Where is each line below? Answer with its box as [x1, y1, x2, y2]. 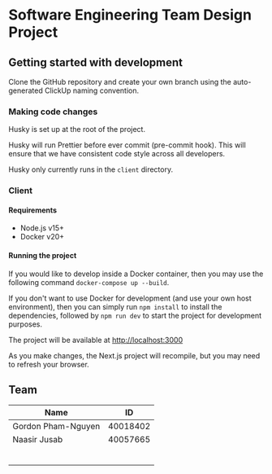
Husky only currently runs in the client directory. [8, 165, 173, 174]
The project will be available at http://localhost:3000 [8, 335, 183, 345]
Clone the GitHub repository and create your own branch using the [8, 77, 231, 86]
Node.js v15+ [19, 223, 65, 233]
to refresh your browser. [8, 359, 89, 369]
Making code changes [8, 106, 98, 117]
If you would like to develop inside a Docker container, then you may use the [8, 269, 264, 279]
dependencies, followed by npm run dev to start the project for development [8, 310, 262, 320]
